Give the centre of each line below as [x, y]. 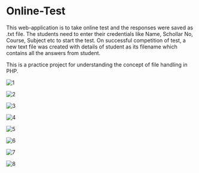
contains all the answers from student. [53, 53]
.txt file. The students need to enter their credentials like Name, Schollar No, [99, 34]
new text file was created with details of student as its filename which [92, 47]
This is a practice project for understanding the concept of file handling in [97, 65]
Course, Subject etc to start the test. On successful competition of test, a [96, 40]
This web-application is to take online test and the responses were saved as [99, 28]
